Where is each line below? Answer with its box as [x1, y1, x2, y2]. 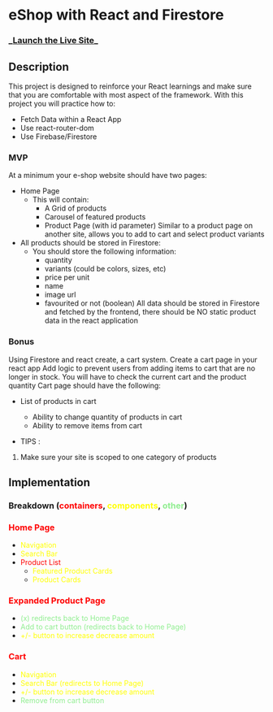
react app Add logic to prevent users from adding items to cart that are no [8, 363, 256, 373]
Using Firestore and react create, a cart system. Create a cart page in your [8, 354, 258, 364]
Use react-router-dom [19, 123, 95, 132]
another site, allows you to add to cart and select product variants [44, 229, 265, 239]
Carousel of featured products [44, 212, 146, 222]
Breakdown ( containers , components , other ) [8, 500, 188, 511]
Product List [19, 558, 61, 567]
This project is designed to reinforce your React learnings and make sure [8, 81, 252, 91]
